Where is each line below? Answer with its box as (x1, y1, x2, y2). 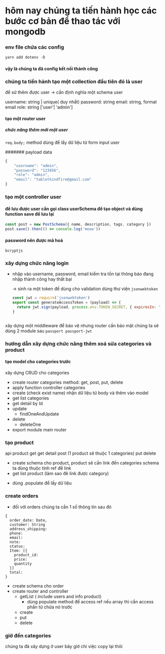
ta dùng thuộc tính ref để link (12, 465, 72, 471)
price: (14, 557, 28, 562)
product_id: (14, 552, 39, 557)
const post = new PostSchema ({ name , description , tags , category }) (5, 222, 152, 227)
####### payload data (5, 149, 52, 155)
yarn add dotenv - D (5, 55, 45, 60)
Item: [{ (9, 548, 28, 553)
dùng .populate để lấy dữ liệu (12, 480, 72, 486)
